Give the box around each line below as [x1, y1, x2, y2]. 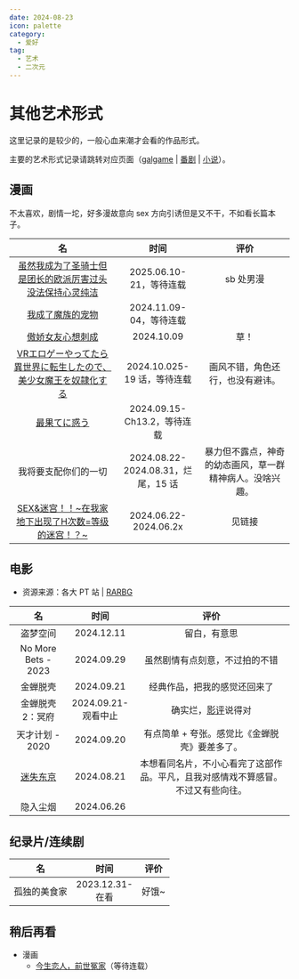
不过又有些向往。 [175, 784, 247, 797]
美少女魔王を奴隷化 [17, 374, 99, 386]
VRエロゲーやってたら [16, 347, 109, 360]
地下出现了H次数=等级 [16, 515, 109, 528]
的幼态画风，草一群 [204, 458, 286, 471]
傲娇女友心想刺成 [26, 330, 99, 343]
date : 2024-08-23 [9, 12, 74, 22]
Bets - [25, 653, 53, 666]
